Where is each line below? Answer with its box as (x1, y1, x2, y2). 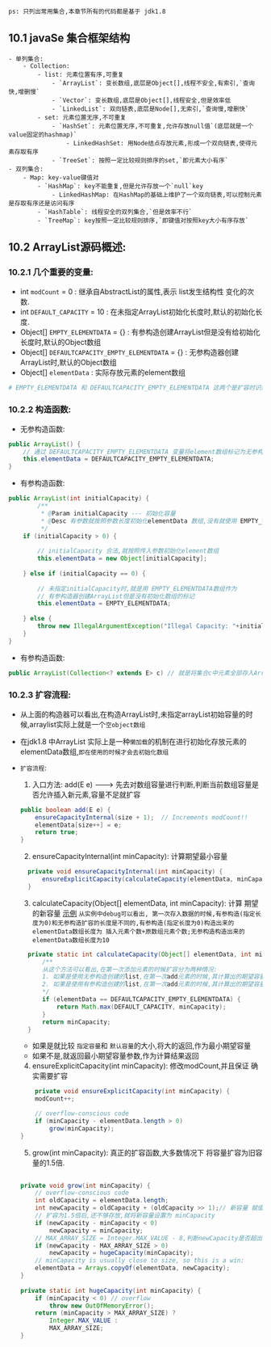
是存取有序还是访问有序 (8, 199, 75, 208)
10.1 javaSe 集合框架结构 (8, 32, 131, 45)
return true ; (35, 828, 79, 836)
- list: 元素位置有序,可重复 (37, 70, 124, 78)
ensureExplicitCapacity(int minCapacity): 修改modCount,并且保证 (31, 1061, 250, 1071)
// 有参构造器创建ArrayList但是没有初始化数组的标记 (37, 592, 195, 600)
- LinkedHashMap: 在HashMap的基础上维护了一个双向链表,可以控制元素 (51, 191, 262, 199)
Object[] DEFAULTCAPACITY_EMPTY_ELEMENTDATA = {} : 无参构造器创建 (19, 347, 240, 357)
